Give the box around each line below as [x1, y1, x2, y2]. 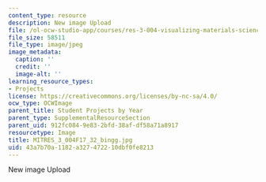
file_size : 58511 [8, 33, 66, 42]
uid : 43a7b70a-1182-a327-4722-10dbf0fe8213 [8, 143, 154, 151]
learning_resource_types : [8, 77, 93, 85]
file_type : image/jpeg [8, 41, 83, 49]
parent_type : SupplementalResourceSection [8, 114, 150, 122]
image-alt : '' [15, 70, 62, 78]
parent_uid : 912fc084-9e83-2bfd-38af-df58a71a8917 [8, 121, 179, 129]
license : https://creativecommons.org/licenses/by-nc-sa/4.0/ [8, 92, 218, 100]
